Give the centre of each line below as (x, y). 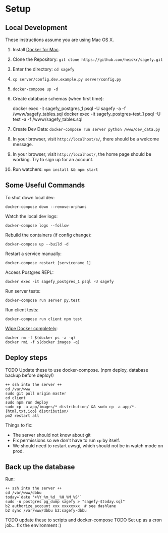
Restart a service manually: (34, 254)
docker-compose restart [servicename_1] (48, 263)
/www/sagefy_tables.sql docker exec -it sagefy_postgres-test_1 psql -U (87, 114)
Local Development (36, 28)
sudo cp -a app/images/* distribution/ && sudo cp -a (63, 407)
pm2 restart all (22, 416)
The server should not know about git (51, 435)
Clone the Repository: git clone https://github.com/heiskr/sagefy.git (88, 59)
